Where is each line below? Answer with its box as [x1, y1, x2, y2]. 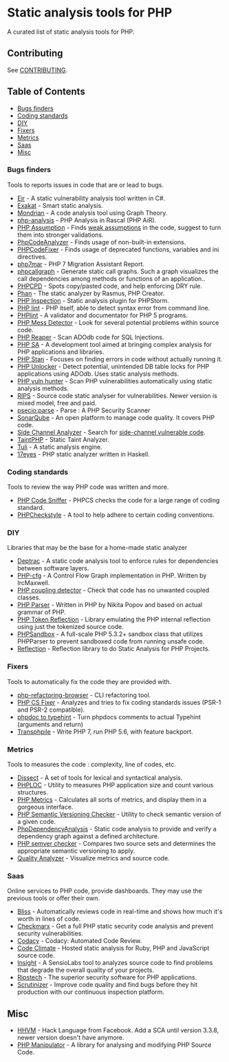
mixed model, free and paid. [17, 399, 97, 407]
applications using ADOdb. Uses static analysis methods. [17, 370, 179, 378]
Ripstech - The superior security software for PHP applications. [17, 973, 197, 981]
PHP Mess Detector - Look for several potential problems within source [17, 318, 219, 326]
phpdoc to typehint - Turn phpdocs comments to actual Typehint [17, 712, 201, 721]
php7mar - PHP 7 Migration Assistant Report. [17, 259, 145, 268]
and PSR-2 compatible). [17, 705, 85, 714]
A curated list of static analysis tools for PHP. [7, 28, 135, 36]
